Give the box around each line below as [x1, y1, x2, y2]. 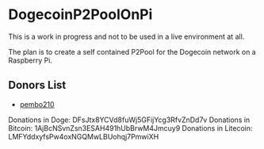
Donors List [8, 78, 67, 92]
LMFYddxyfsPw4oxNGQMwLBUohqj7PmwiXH [8, 132, 159, 141]
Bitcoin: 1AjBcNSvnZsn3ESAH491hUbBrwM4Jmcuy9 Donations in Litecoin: [8, 123, 253, 132]
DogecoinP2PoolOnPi [8, 6, 153, 24]
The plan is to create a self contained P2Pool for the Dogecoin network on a [8, 47, 256, 56]
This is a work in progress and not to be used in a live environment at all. [8, 32, 245, 41]
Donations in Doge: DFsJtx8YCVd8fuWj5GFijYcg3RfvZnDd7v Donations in [8, 115, 251, 124]
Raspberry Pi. [8, 55, 53, 65]
